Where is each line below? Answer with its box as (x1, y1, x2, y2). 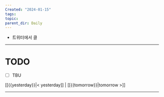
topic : (5, 16, 19, 21)
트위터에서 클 (12, 34, 38, 40)
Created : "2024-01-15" (5, 7, 51, 12)
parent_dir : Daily (5, 20, 42, 26)
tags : (5, 12, 16, 16)
